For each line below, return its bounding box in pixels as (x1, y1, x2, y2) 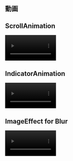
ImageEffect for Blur (5, 117, 68, 126)
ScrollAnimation (5, 22, 55, 30)
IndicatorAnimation (5, 69, 65, 78)
